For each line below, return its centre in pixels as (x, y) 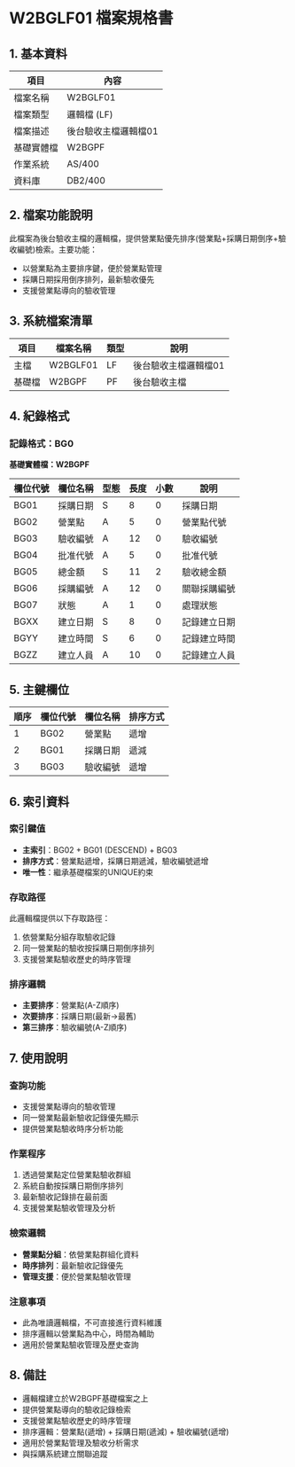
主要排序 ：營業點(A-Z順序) (70, 1005)
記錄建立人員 (209, 655)
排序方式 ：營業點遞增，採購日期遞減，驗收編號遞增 (115, 861)
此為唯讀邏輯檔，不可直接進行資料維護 (92, 1323)
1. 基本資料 (39, 54)
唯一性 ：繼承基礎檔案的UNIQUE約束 (88, 872)
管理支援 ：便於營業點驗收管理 (76, 1276)
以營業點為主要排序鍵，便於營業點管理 (92, 268)
